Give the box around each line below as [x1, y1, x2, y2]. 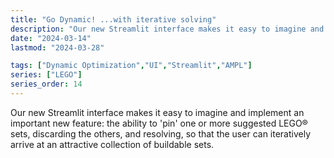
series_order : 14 [10, 79, 83, 90]
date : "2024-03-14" [10, 33, 92, 43]
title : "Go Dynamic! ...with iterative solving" [10, 14, 217, 25]
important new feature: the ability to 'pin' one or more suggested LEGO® [10, 117, 308, 129]
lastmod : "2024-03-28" [10, 42, 105, 53]
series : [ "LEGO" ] [10, 70, 83, 80]
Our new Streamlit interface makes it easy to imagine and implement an [10, 106, 305, 118]
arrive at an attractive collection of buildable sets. [10, 138, 215, 150]
